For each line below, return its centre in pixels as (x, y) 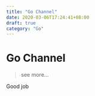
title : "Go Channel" (32, 12)
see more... (35, 75)
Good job (18, 86)
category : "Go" (25, 28)
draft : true (21, 23)
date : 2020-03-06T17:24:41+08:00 (48, 17)
